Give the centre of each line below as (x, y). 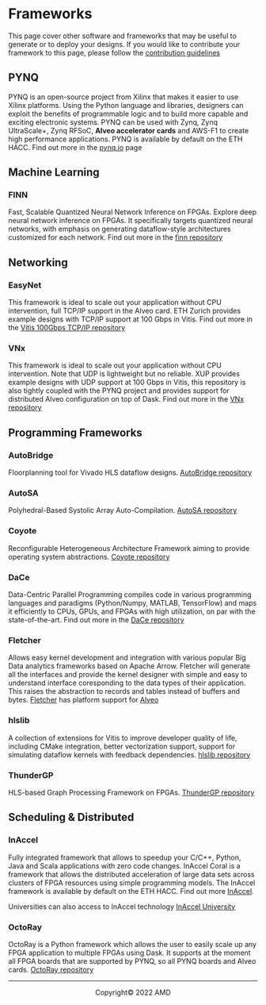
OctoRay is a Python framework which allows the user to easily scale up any (133, 944)
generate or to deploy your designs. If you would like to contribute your (124, 44)
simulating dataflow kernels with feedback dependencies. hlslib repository (129, 754)
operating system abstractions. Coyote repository (89, 556)
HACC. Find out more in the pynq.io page (75, 147)
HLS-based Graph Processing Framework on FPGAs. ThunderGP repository (131, 792)
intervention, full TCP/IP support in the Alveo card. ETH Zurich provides (125, 311)
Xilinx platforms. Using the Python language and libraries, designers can (126, 105)
